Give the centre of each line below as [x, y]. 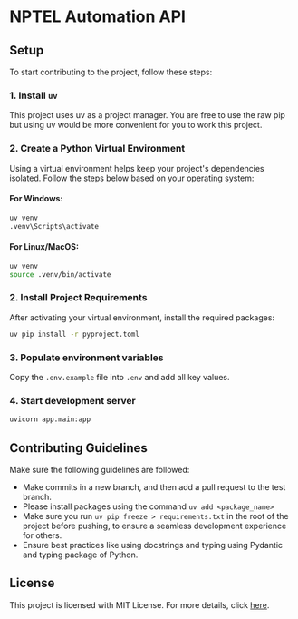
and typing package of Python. [80, 555]
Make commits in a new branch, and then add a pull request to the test [154, 486]
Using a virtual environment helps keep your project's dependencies [137, 168]
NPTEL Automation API [97, 17]
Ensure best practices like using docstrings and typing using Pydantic [153, 545]
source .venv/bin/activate [60, 274]
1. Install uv [34, 95]
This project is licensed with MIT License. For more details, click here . [139, 604]
